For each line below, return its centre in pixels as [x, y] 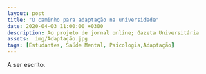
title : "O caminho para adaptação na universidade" [83, 20]
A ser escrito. [26, 65]
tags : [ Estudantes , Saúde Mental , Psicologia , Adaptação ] [91, 45]
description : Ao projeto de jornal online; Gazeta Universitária [103, 33]
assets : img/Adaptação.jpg [48, 39]
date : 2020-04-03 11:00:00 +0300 [55, 26]
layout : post [26, 13]
